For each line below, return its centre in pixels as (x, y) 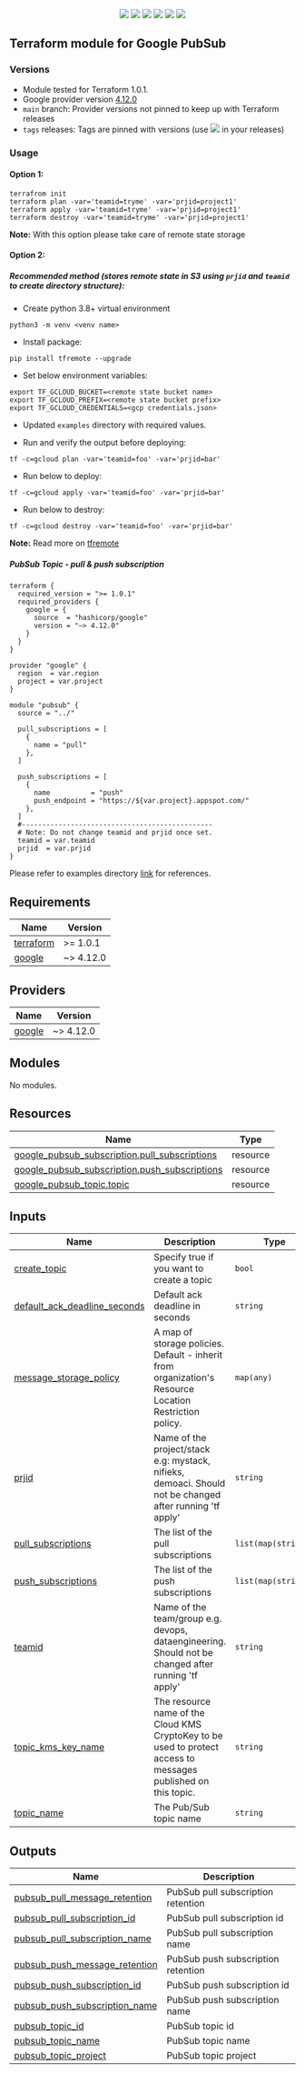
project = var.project (60, 682)
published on (182, 1781)
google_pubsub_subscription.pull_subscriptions (116, 1155)
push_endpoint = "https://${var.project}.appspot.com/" (141, 801)
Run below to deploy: (62, 476)
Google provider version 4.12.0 (80, 99)
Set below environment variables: (85, 376)
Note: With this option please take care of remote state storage (128, 234)
